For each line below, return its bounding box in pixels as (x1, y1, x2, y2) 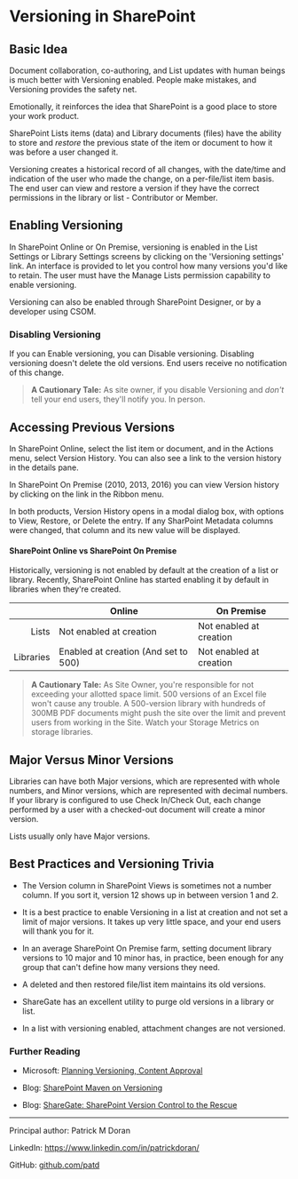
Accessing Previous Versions (9, 419, 176, 434)
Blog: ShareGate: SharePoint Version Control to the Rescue (21, 1100, 238, 1111)
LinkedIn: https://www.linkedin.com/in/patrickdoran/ (9, 1143, 200, 1153)
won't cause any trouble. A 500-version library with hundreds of (30, 698, 266, 709)
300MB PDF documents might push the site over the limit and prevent (30, 708, 286, 719)
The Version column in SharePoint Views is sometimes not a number (21, 880, 272, 890)
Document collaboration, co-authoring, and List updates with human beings (9, 65, 286, 76)
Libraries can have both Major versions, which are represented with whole (9, 776, 280, 786)
